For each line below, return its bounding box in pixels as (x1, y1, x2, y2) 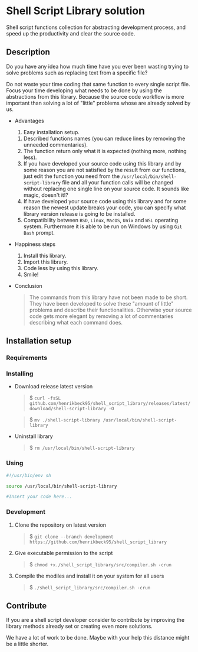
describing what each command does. (29, 319, 123, 326)
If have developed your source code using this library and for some (23, 197, 187, 205)
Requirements (6, 353, 48, 362)
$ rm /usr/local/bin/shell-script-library (29, 445, 135, 452)
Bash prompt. (23, 229, 55, 236)
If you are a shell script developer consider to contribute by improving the (6, 617, 184, 624)
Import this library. (23, 258, 68, 265)
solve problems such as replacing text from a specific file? (6, 69, 148, 76)
